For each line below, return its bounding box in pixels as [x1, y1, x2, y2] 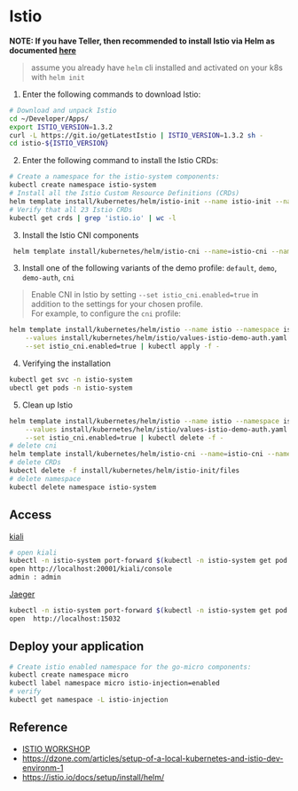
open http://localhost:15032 [9, 614, 122, 623]
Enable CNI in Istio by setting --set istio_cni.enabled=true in [30, 289, 259, 300]
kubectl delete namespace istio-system [9, 482, 157, 492]
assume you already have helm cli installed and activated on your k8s [30, 62, 284, 73]
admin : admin [9, 573, 62, 582]
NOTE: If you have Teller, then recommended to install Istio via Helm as [9, 36, 275, 46]
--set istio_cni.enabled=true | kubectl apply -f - [25, 342, 220, 352]
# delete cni [9, 441, 58, 450]
